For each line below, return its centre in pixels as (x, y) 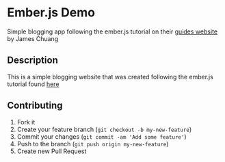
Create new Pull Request (52, 151)
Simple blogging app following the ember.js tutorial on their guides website (112, 31)
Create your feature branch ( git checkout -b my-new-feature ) (104, 129)
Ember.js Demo (51, 13)
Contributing (35, 106)
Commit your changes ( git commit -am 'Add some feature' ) (102, 136)
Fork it (26, 122)
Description (32, 60)
